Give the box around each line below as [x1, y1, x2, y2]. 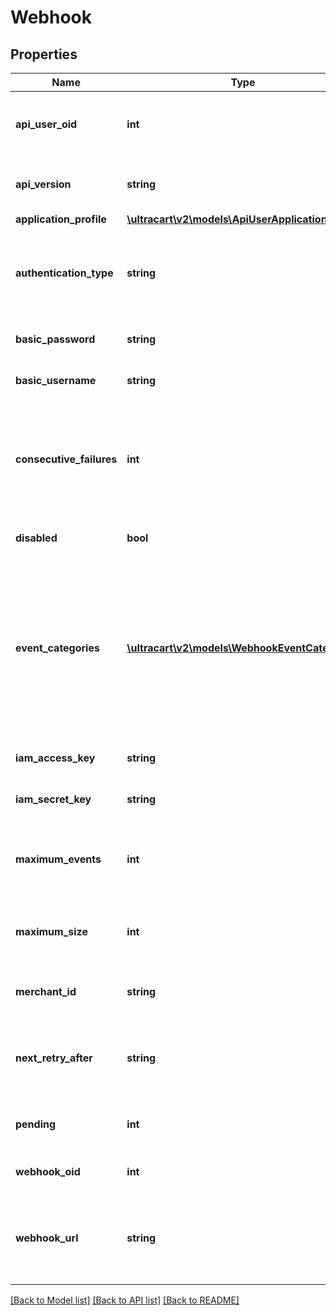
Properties [10, 46, 78, 63]
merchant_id [15, 985, 77, 998]
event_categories [15, 641, 100, 655]
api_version [15, 177, 72, 191]
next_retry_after [15, 1051, 93, 1065]
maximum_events [15, 852, 102, 866]
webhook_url [15, 1231, 79, 1245]
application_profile [15, 212, 107, 226]
